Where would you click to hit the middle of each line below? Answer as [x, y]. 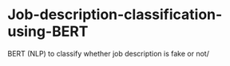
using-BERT [48, 31]
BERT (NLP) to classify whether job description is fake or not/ [108, 53]
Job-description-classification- [115, 15]
